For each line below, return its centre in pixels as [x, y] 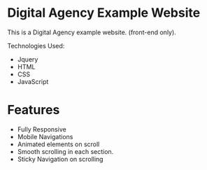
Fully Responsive [42, 129]
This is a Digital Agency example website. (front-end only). [92, 32]
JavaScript [33, 81]
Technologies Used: [36, 45]
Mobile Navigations [45, 136]
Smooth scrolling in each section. [65, 151]
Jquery [28, 59]
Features [34, 110]
